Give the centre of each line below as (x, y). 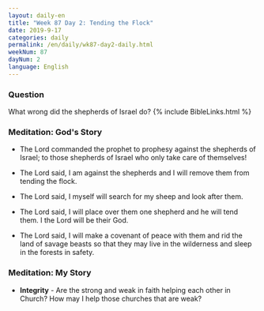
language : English (38, 67)
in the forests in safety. (57, 253)
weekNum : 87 (28, 52)
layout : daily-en (37, 15)
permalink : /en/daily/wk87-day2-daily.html (81, 45)
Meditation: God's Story (55, 132)
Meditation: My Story (50, 273)
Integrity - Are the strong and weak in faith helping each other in (125, 290)
